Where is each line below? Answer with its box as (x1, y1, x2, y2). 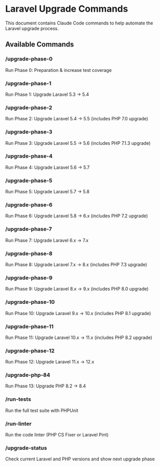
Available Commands (5, 40, 74, 49)
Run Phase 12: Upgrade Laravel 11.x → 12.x (5, 359, 94, 365)
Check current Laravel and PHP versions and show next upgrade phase (5, 456, 155, 462)
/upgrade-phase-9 (5, 274, 53, 281)
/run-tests (5, 396, 31, 403)
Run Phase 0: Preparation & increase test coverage (5, 67, 112, 73)
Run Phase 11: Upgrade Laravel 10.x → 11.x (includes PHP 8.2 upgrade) (5, 334, 152, 341)
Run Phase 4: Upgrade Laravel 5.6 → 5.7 (5, 164, 90, 170)
